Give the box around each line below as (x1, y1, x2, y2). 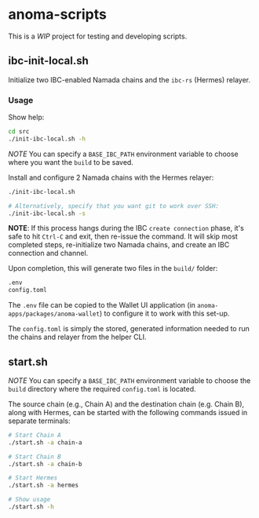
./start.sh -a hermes (8, 481, 79, 490)
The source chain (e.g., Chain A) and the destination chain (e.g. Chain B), (8, 399, 245, 409)
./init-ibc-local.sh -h (8, 135, 86, 143)
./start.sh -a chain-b (8, 460, 82, 468)
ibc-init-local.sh (8, 54, 89, 67)
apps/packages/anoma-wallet (8, 310, 100, 319)
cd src (8, 128, 30, 136)
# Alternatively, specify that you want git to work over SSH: (8, 202, 220, 210)
